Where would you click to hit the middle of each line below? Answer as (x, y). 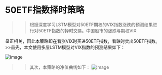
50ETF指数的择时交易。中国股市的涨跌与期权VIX (87, 30)
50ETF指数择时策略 (45, 10)
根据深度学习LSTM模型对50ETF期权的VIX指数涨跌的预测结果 (91, 25)
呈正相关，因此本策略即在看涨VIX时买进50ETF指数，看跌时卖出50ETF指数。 (82, 41)
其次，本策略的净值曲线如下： (60, 67)
